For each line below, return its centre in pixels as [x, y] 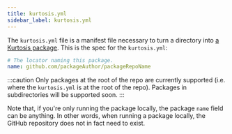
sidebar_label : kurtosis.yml [49, 20]
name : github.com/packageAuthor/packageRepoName [79, 67]
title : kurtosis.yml [37, 14]
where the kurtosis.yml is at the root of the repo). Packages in [97, 87]
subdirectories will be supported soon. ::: [66, 95]
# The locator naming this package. [60, 60]
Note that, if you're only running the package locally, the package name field [115, 108]
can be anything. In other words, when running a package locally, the [106, 116]
